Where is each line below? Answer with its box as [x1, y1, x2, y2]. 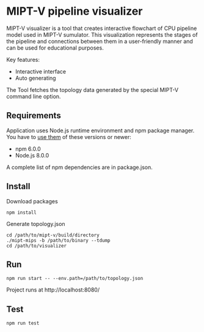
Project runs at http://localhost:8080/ [6, 286, 100, 293]
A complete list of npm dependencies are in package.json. [6, 164, 153, 171]
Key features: [6, 56, 40, 63]
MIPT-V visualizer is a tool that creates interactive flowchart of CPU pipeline [6, 25, 197, 32]
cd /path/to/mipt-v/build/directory [6, 232, 100, 238]
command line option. [6, 92, 61, 100]
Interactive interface [15, 67, 66, 75]
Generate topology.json [6, 220, 65, 227]
